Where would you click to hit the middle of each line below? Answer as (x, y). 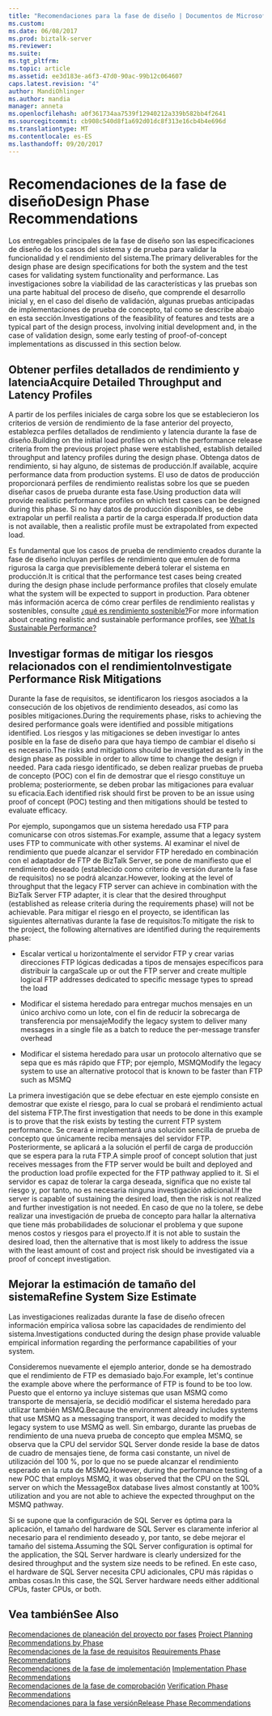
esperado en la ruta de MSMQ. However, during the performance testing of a (136, 1470)
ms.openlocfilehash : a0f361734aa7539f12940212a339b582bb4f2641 (117, 114)
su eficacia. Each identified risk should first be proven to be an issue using (132, 793)
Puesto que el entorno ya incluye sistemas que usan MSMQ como (118, 1392)
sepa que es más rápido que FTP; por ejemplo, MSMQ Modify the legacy (140, 1063)
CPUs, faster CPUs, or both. (55, 1589)
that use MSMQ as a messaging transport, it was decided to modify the (127, 1418)
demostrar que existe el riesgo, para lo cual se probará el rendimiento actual (136, 1104)
